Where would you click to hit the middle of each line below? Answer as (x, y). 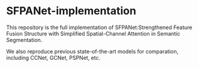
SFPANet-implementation (71, 11)
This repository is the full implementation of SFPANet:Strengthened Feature (99, 27)
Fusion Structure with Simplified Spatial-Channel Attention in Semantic (93, 33)
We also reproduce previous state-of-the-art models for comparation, (92, 51)
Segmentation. (24, 40)
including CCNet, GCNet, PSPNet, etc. (53, 58)
